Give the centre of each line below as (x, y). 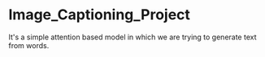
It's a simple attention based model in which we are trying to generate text (133, 37)
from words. (29, 45)
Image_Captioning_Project (100, 15)
